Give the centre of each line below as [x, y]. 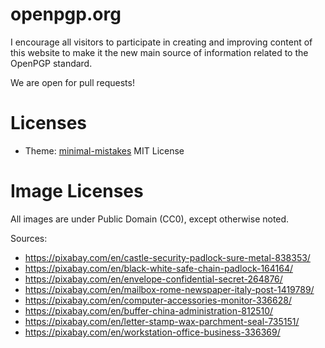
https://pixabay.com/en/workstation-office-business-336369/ [152, 332]
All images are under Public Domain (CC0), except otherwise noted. [150, 219]
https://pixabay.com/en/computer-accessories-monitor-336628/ [158, 300]
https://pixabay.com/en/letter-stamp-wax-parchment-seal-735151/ [162, 321]
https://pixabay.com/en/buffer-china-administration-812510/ [149, 310]
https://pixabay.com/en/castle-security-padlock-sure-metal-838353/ [167, 257]
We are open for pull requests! [72, 82]
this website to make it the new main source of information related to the [159, 52]
